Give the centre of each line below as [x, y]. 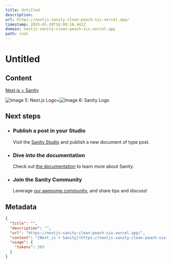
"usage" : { [22, 243]
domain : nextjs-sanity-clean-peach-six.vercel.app [60, 29]
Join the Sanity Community [47, 180]
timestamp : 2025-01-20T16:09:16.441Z [46, 24]
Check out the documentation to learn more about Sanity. [73, 166]
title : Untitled [23, 10]
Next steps [23, 116]
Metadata [21, 207]
